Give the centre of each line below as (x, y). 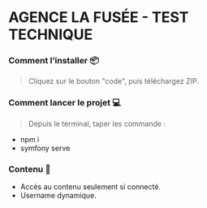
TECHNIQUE (51, 35)
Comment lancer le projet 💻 (65, 103)
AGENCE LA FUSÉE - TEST (99, 17)
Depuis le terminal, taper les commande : (97, 123)
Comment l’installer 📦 (54, 61)
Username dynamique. (58, 196)
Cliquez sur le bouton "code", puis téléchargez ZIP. (113, 81)
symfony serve (45, 148)
